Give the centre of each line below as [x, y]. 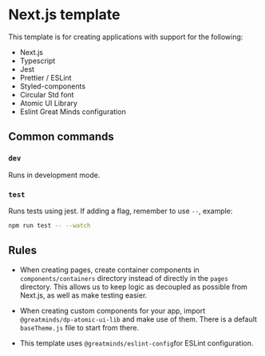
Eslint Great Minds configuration [73, 111]
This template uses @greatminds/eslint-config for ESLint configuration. [136, 343]
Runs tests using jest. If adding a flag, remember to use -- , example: [121, 211]
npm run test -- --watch [49, 225]
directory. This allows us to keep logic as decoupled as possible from [133, 287]
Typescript [38, 61]
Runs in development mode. [54, 175]
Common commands [61, 137]
